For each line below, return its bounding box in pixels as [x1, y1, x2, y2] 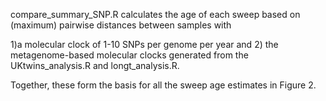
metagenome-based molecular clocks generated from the [10, 49, 249, 61]
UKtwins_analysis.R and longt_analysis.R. [10, 60, 180, 71]
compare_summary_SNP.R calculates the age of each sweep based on [10, 9, 301, 20]
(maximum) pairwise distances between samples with [10, 19, 232, 31]
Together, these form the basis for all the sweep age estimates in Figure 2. [10, 79, 317, 91]
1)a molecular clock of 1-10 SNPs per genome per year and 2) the [10, 39, 279, 50]
